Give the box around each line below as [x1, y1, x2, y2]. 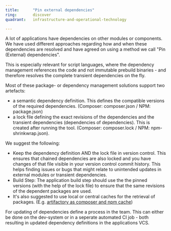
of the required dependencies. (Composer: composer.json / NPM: [12, 103, 151, 109]
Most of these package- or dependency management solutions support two [5, 82, 165, 88]
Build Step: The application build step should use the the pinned [12, 177, 148, 183]
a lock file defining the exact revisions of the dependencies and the [12, 114, 155, 120]
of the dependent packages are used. [12, 188, 92, 194]
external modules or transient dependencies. [12, 172, 107, 178]
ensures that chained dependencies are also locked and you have [12, 155, 152, 161]
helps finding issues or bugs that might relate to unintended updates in [12, 167, 162, 173]
